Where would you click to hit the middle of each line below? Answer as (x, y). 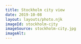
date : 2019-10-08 (24, 15)
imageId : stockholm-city (32, 24)
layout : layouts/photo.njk (34, 19)
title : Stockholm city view (35, 10)
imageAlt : (16, 33)
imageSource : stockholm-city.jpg (41, 29)
